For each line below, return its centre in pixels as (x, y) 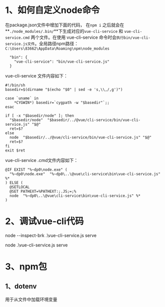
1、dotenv (21, 286)
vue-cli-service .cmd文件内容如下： (42, 160)
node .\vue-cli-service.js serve (36, 245)
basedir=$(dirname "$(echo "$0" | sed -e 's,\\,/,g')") (64, 89)
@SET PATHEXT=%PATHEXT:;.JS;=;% (43, 191)
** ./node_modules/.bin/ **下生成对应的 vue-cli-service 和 (64, 31)
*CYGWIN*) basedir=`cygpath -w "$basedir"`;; (62, 102)
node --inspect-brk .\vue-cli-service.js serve (51, 235)
